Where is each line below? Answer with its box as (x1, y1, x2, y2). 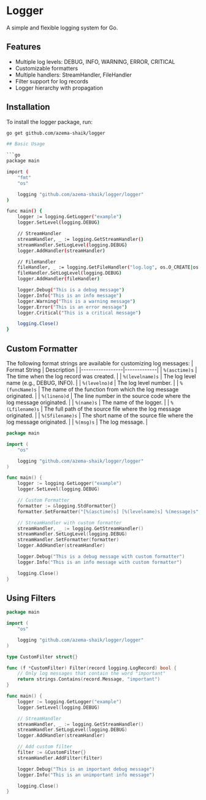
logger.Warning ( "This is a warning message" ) (17, 298, 136, 304)
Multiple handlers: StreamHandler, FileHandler (15, 71, 132, 78)
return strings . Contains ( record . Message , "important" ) (17, 676, 161, 682)
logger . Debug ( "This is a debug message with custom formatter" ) (17, 554, 185, 560)
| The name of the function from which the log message (37, 386, 179, 393)
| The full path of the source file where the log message (40, 405, 181, 413)
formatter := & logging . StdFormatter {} (17, 503, 116, 509)
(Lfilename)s (6, 406, 40, 413)
